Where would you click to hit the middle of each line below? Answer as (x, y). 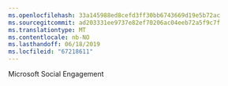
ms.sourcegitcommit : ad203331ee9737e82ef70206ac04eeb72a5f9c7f (114, 23)
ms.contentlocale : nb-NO (49, 37)
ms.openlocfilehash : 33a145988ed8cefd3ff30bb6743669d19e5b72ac (114, 15)
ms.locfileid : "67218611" (50, 52)
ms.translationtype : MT (47, 30)
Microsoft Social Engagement (56, 74)
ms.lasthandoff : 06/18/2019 (54, 45)
